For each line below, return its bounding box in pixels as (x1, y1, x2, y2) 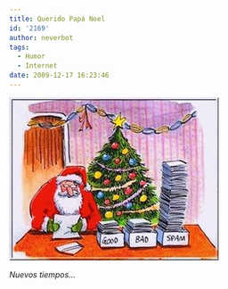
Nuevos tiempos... (9, 268, 76, 280)
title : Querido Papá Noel (9, 14, 105, 23)
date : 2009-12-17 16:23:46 (9, 71, 110, 80)
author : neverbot (9, 33, 74, 42)
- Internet (17, 62, 58, 70)
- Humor (17, 52, 46, 62)
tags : (9, 43, 29, 52)
